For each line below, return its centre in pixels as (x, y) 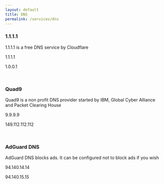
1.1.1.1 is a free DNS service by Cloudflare (47, 47)
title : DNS (16, 14)
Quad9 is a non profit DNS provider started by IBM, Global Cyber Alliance (80, 99)
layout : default (22, 10)
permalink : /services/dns (32, 19)
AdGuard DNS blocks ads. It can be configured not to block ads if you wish (82, 158)
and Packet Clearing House (33, 105)
